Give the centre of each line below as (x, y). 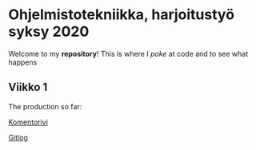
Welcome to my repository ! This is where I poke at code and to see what (128, 53)
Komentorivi (28, 122)
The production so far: (45, 106)
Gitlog (18, 137)
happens (23, 62)
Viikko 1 (28, 87)
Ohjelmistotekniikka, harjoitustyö (121, 15)
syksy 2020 (49, 32)
